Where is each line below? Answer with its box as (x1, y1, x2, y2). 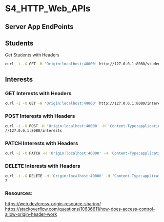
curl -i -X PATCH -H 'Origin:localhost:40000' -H (5, 151, 108, 156)
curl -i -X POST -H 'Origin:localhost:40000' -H (5, 123, 106, 129)
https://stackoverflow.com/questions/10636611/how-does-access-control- (5, 206, 155, 212)
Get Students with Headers (5, 52, 60, 58)
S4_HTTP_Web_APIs (5, 3, 91, 14)
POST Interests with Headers (5, 112, 75, 119)
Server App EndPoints (5, 23, 74, 31)
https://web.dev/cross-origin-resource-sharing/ (5, 201, 101, 207)
